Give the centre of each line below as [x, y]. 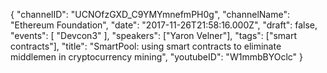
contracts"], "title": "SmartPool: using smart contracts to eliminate [146, 46]
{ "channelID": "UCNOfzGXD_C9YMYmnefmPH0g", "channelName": [150, 14]
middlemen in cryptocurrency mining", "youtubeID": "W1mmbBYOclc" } [156, 57]
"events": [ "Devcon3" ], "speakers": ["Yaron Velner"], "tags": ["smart [154, 35]
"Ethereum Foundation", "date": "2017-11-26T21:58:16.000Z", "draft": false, [164, 25]
